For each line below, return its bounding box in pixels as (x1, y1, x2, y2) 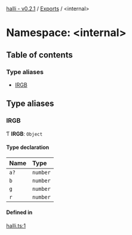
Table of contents (6, 50, 73, 60)
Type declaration (6, 144, 50, 151)
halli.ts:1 (6, 222, 26, 229)
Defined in (6, 209, 33, 216)
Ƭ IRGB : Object (6, 130, 43, 137)
